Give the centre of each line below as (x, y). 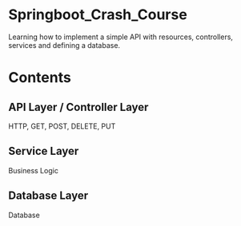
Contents (40, 78)
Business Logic (33, 170)
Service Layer (44, 151)
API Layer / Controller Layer (78, 107)
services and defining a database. (64, 45)
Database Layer (48, 196)
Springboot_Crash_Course (98, 15)
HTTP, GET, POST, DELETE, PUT (62, 126)
